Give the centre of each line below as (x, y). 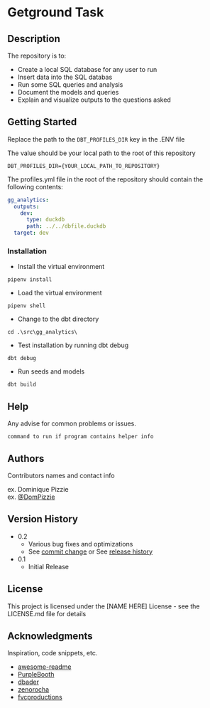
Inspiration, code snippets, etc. (52, 653)
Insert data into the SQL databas (65, 77)
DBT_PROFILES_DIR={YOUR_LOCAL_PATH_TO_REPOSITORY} (84, 166)
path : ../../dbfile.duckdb (66, 226)
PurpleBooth (36, 675)
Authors (26, 459)
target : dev (32, 233)
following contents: (35, 186)
